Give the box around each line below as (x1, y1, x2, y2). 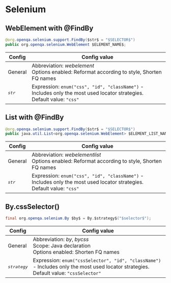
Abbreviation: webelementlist (31, 151, 101, 158)
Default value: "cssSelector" (33, 270, 101, 276)
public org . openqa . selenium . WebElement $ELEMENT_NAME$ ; (5, 42, 126, 47)
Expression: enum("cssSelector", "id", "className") (33, 257, 161, 264)
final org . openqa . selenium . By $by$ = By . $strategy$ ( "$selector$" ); (5, 216, 152, 221)
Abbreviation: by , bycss (33, 236, 89, 243)
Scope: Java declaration (33, 242, 91, 249)
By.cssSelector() (5, 202, 60, 211)
